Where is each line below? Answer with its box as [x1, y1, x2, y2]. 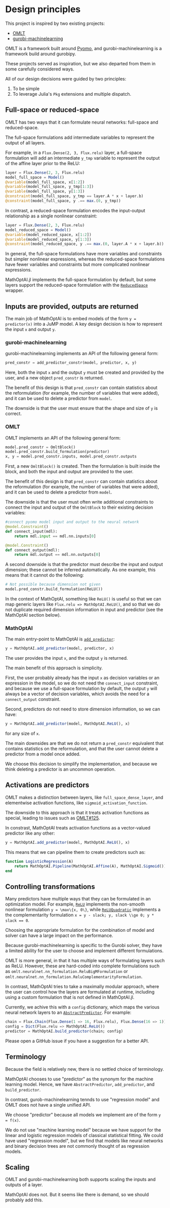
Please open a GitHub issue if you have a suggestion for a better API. [5, 1038, 149, 1044]
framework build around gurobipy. [5, 51, 76, 57]
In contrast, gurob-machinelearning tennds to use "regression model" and [5, 1096, 160, 1103]
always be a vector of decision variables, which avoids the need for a [5, 691, 150, 697]
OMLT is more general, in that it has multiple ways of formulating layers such [5, 958, 165, 964]
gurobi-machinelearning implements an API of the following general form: [5, 351, 158, 357]
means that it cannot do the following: [5, 572, 84, 578]
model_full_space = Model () [5, 175, 65, 180]
